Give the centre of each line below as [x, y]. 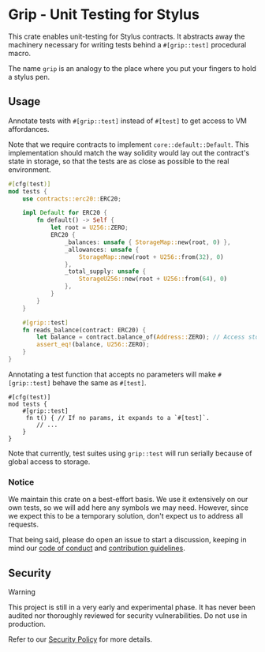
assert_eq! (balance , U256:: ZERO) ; [93, 345]
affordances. [29, 129]
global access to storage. [49, 461]
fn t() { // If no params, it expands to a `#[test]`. [118, 418]
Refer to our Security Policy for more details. [80, 639]
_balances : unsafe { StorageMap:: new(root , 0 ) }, [147, 242]
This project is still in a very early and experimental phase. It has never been [132, 607]
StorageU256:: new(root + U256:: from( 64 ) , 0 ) [153, 279]
